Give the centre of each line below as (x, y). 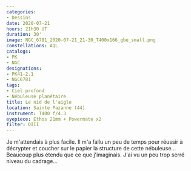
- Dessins (19, 18)
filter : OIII (23, 125)
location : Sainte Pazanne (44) (46, 108)
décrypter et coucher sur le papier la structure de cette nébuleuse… (91, 149)
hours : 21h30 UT (27, 29)
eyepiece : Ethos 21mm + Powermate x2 (54, 119)
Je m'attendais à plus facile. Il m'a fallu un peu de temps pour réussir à (95, 142)
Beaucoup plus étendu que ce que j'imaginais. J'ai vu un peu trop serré (95, 155)
